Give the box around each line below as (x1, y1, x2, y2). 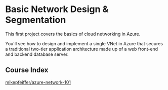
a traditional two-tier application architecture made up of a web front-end (5, 46, 158, 52)
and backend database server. (5, 51, 69, 57)
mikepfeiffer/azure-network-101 (5, 79, 71, 85)
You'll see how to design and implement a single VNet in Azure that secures (5, 40, 163, 46)
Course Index (5, 66, 49, 74)
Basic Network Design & (5, 4, 109, 15)
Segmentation (5, 14, 66, 26)
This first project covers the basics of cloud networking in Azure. (5, 31, 141, 37)
